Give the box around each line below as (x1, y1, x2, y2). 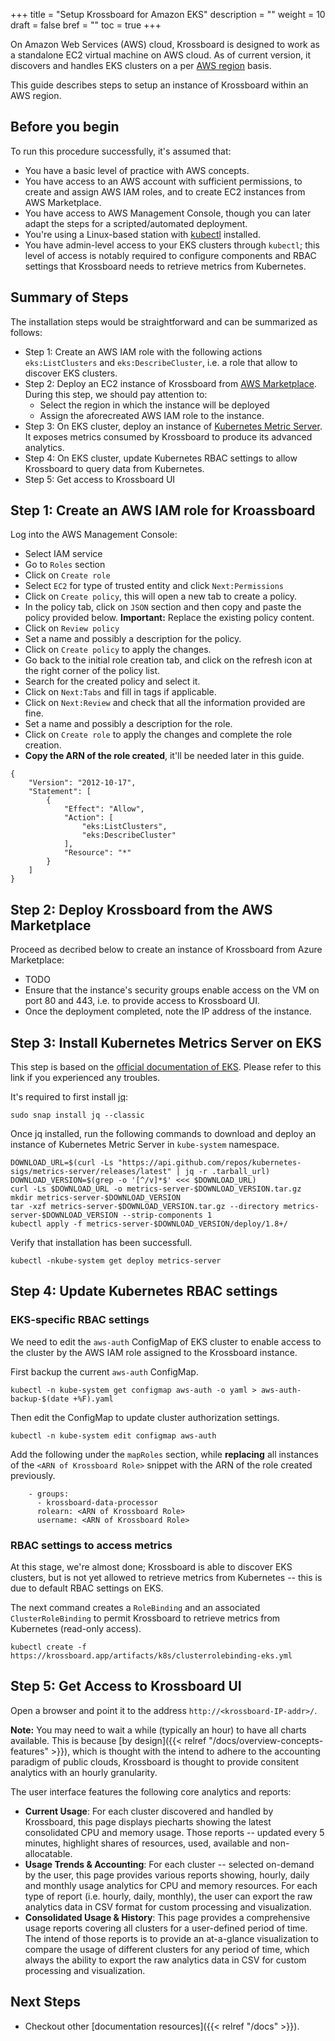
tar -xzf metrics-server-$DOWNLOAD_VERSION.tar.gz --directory (10, 1202, 280, 1212)
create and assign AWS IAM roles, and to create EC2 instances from (24, 185, 306, 198)
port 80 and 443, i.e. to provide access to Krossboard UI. (24, 995, 261, 1007)
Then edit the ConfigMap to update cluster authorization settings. (10, 1411, 280, 1423)
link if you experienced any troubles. (10, 1072, 161, 1084)
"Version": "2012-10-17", (28, 778, 137, 788)
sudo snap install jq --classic (10, 1110, 145, 1121)
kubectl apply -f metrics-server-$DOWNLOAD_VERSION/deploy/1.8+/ (10, 1219, 288, 1229)
